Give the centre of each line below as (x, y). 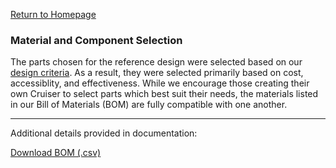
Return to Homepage (53, 14)
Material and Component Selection (96, 40)
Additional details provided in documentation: (104, 133)
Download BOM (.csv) (56, 153)
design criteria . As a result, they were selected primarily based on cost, (157, 73)
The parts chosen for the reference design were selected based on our (156, 62)
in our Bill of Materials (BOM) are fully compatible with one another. (149, 105)
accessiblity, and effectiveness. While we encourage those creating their (160, 83)
